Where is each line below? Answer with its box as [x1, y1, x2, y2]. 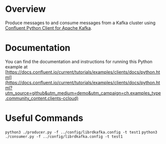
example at [5, 64, 28, 70]
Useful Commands [5, 112, 83, 124]
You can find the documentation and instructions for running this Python [5, 58, 153, 65]
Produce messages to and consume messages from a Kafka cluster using [5, 20, 156, 26]
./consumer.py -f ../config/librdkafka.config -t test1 [5, 134, 123, 139]
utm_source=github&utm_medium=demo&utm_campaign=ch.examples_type [5, 90, 161, 96]
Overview [5, 3, 46, 15]
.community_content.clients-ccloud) [5, 95, 79, 101]
